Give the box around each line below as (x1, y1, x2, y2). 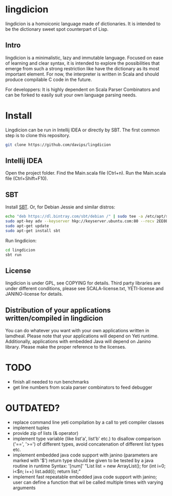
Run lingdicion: (5, 237, 37, 243)
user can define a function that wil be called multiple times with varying (12, 479, 164, 485)
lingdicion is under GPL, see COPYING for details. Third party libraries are (5, 280, 161, 286)
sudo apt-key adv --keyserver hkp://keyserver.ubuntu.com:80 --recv (5, 219, 155, 224)
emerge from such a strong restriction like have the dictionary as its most (5, 65, 160, 71)
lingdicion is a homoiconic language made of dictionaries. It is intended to (5, 21, 161, 27)
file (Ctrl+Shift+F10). (5, 176, 48, 182)
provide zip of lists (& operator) (12, 430, 79, 436)
